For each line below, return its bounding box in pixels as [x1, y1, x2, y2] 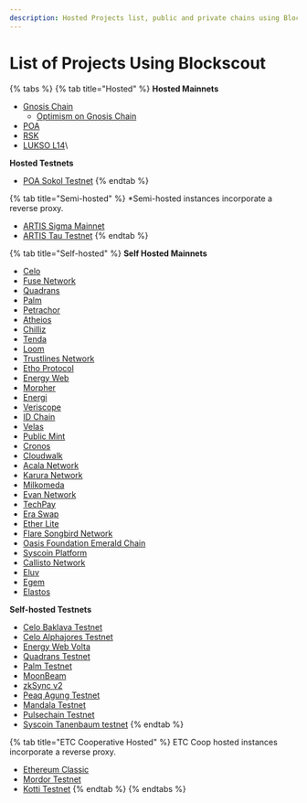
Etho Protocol [22, 362, 75, 373]
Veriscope [22, 401, 62, 412]
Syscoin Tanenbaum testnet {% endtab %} [22, 719, 185, 730]
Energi [22, 391, 48, 402]
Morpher [22, 381, 57, 393]
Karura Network [22, 469, 83, 480]
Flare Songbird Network [22, 528, 113, 539]
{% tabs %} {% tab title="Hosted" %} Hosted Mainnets [9, 83, 219, 94]
